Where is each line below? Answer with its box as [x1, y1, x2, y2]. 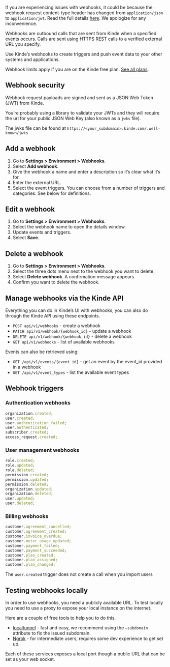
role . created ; [5, 458, 36, 463]
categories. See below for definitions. [12, 190, 91, 196]
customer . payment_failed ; [5, 543, 60, 548]
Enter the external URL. [12, 179, 61, 185]
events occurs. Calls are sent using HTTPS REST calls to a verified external [5, 36, 162, 42]
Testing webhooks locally [5, 586, 88, 595]
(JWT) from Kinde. [5, 100, 44, 106]
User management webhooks [5, 446, 80, 453]
